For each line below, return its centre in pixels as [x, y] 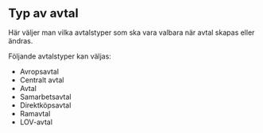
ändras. [21, 40]
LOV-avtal [36, 122]
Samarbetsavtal [45, 97]
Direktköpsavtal [45, 105]
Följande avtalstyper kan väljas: [60, 56]
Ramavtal [35, 113]
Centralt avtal [42, 80]
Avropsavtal [39, 71]
